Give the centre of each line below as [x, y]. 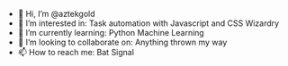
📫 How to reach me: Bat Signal [76, 52]
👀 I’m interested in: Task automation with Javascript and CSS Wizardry [148, 23]
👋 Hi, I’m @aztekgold [57, 14]
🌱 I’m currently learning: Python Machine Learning [111, 33]
